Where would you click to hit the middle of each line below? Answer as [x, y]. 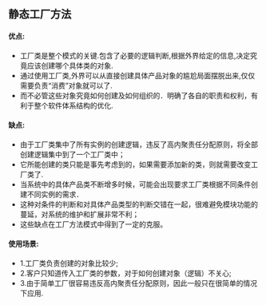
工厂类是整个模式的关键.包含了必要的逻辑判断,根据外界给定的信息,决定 [135, 55]
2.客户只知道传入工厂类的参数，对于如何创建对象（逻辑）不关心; [125, 273]
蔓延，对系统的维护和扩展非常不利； [79, 214]
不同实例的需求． [55, 194]
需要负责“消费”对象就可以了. [66, 85]
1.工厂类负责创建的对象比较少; [69, 263]
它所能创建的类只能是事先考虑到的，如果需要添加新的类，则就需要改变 [135, 164]
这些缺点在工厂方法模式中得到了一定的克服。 [93, 224]
